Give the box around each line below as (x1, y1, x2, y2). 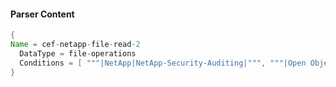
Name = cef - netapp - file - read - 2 (10, 40, 141, 50)
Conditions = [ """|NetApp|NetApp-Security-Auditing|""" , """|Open (19, 58, 307, 68)
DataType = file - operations (19, 48, 137, 59)
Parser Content (10, 8, 75, 20)
